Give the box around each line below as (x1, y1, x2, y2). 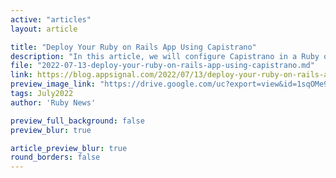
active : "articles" (10, 14, 92, 25)
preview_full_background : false (10, 116, 145, 126)
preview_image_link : (10, 79, 97, 90)
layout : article (10, 24, 78, 34)
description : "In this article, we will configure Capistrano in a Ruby (10, 51, 320, 61)
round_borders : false (10, 152, 101, 163)
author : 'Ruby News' (10, 97, 97, 108)
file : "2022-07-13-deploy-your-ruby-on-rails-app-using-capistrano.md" (10, 61, 315, 71)
